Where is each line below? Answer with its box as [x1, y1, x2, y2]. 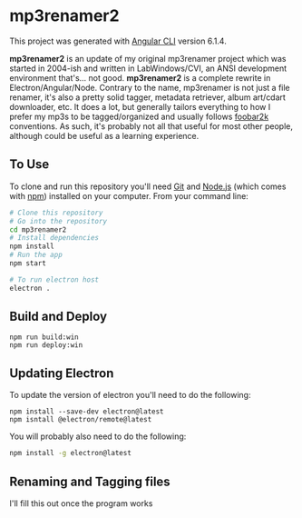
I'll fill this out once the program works [9, 497, 153, 509]
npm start [9, 259, 47, 268]
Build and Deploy [9, 309, 107, 324]
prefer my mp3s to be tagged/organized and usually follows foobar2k [9, 111, 269, 122]
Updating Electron [9, 365, 114, 381]
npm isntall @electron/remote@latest [9, 415, 152, 424]
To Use [9, 156, 50, 173]
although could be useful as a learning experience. [9, 130, 200, 141]
